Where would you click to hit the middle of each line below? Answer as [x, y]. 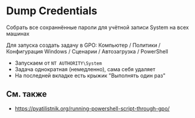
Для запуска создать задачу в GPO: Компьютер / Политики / [83, 45]
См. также [27, 94]
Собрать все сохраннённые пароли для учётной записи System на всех [97, 27]
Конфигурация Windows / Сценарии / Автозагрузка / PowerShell [87, 51]
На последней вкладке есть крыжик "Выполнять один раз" [90, 75]
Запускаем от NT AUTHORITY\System [58, 63]
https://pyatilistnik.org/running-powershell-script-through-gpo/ [92, 109]
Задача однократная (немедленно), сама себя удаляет [85, 69]
